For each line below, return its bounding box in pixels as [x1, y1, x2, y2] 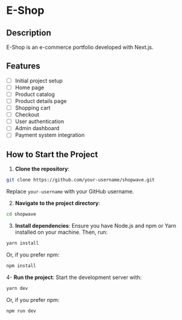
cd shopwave [6, 212, 36, 218]
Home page [14, 84, 45, 91]
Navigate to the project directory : [14, 199, 101, 207]
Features [6, 61, 40, 71]
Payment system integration [14, 131, 85, 139]
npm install [6, 263, 36, 269]
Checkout [14, 111, 40, 118]
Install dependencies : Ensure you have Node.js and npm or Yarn [14, 222, 177, 229]
